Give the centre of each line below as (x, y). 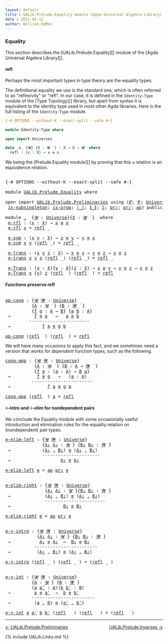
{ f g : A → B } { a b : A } (62, 311)
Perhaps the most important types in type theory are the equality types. (79, 80)
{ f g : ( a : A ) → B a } (62, 371)
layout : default (22, 10)
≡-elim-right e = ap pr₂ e (38, 516)
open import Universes (29, 139)
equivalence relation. (27, 168)
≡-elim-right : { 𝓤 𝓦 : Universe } (48, 485)
